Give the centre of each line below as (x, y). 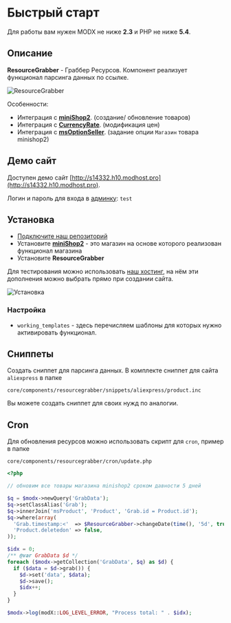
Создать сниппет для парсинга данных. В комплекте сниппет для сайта (113, 370)
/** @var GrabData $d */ (43, 556)
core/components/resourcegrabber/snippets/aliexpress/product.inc (104, 390)
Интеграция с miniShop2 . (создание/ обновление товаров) (104, 117)
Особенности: (28, 104)
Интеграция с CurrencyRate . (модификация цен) (88, 125)
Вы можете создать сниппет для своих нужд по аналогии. (93, 403)
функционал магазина (49, 251)
